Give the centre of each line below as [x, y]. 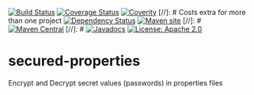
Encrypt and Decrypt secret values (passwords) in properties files [116, 82]
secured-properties [74, 61]
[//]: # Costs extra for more [202, 12]
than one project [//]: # [105, 21]
